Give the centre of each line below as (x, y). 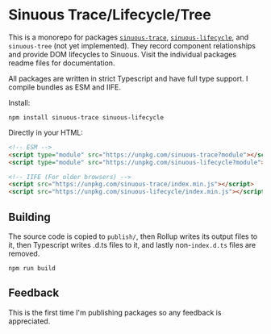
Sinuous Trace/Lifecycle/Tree (110, 15)
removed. (24, 253)
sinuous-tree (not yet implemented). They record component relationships (132, 45)
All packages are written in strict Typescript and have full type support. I (128, 78)
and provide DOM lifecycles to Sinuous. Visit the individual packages (122, 54)
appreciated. (29, 321)
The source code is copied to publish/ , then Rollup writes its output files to (133, 236)
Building (29, 217)
